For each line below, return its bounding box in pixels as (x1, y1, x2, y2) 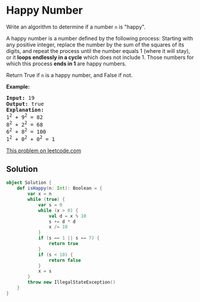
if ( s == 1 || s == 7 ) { (37, 235, 100, 241)
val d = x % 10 (48, 213, 86, 219)
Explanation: (6, 106, 45, 113)
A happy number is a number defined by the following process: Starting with (6, 34, 193, 42)
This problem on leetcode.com (6, 147, 82, 154)
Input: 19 (6, 95, 35, 101)
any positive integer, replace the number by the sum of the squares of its (6, 41, 185, 48)
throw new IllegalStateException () (27, 279, 116, 285)
